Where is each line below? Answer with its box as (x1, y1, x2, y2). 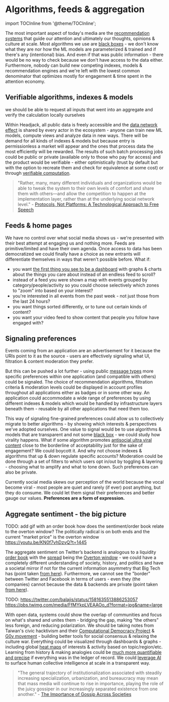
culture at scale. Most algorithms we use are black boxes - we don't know (5, 40, 159, 46)
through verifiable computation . (5, 170, 71, 176)
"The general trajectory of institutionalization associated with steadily (17, 670, 162, 676)
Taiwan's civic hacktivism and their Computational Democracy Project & (5, 628, 155, 634)
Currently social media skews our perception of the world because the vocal (5, 479, 164, 485)
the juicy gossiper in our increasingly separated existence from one (17, 686, 158, 692)
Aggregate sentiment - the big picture (5, 509, 127, 519)
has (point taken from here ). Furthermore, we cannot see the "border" (5, 571, 150, 577)
